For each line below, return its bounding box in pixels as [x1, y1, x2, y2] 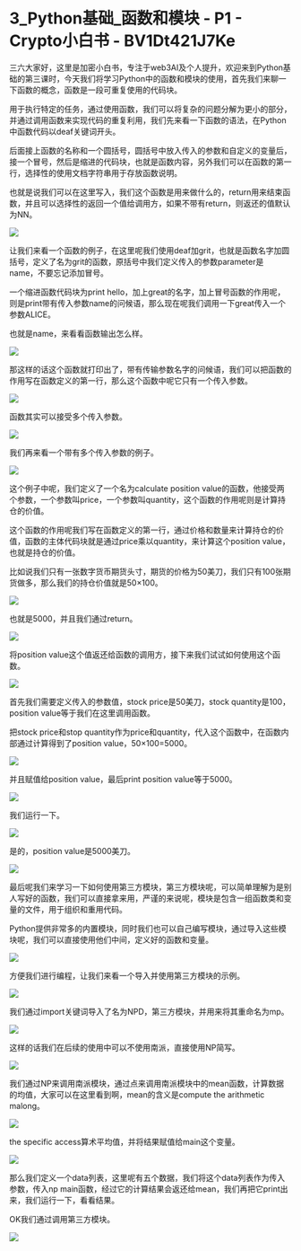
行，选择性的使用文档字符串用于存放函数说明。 [9, 167, 182, 178]
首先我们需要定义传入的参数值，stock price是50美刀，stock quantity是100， [9, 696, 291, 707]
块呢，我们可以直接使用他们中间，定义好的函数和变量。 [9, 934, 213, 945]
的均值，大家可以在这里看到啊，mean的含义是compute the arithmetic [9, 1088, 265, 1100]
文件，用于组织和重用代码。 [24, 903, 127, 914]
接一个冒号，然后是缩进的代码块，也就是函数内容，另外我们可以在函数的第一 [9, 156, 292, 167]
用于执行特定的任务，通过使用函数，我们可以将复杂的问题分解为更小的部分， [9, 103, 292, 114]
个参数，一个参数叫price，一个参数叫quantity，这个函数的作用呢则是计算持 [9, 494, 287, 505]
